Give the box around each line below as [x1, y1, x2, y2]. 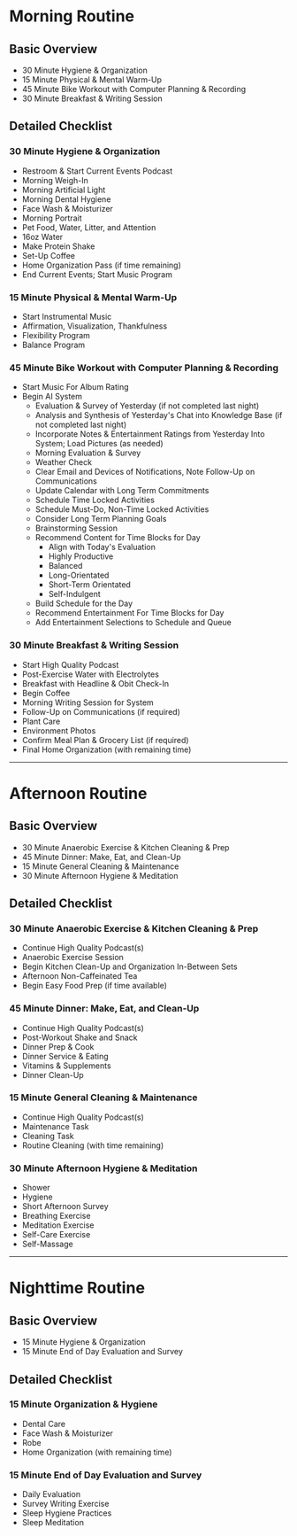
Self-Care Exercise [21, 1230, 91, 1240]
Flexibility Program [21, 330, 91, 340]
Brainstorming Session [34, 523, 118, 533]
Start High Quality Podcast [21, 659, 119, 670]
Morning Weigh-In [21, 175, 88, 185]
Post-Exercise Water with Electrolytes [21, 669, 159, 679]
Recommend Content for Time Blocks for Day [34, 532, 201, 543]
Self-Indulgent [48, 589, 102, 600]
